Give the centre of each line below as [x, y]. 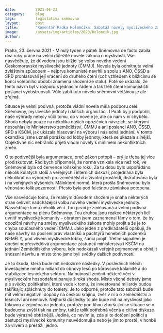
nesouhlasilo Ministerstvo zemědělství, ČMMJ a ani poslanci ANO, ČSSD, [78, 127]
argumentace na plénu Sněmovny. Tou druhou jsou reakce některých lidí [78, 213]
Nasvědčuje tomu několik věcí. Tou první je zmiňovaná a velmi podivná [76, 207]
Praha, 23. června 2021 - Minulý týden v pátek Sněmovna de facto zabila [78, 50]
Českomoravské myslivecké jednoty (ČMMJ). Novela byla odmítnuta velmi [79, 66]
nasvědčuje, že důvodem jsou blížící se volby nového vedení [65, 61]
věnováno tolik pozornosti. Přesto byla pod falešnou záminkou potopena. [78, 188]
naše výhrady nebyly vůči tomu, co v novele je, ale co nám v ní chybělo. [77, 117]
